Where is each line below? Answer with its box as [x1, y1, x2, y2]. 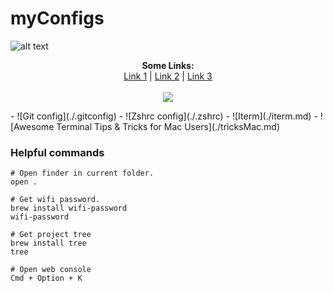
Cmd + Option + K [10, 273, 83, 284]
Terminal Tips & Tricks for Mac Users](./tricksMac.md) [56, 120, 281, 132]
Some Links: [141, 59, 195, 71]
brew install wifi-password [10, 203, 128, 214]
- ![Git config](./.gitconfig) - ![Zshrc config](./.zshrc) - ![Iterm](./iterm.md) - [10, 110, 318, 122]
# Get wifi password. [10, 195, 101, 205]
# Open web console [10, 265, 92, 275]
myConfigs [10, 7, 105, 30]
